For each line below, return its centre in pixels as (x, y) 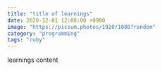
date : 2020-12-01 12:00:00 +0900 (56, 20)
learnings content (33, 60)
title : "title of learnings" (50, 14)
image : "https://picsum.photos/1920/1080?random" (82, 27)
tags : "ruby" (26, 40)
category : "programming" (44, 33)
